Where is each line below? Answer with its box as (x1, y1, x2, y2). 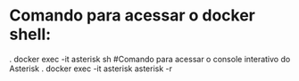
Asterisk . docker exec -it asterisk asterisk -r (9, 63, 172, 74)
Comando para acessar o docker (9, 5, 256, 26)
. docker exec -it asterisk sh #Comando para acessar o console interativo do (9, 53, 291, 64)
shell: (9, 24, 52, 45)
